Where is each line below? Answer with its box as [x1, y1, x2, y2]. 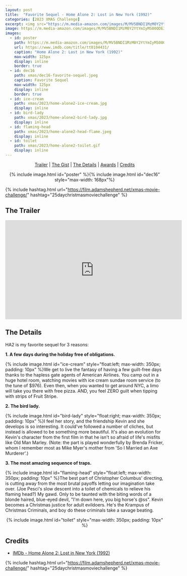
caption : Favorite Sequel [14, 78, 69, 83]
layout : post [5, 7, 33, 13]
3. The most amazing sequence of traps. [5, 460, 92, 466]
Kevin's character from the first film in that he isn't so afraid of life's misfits [5, 434, 160, 440]
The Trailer [5, 206, 40, 215]
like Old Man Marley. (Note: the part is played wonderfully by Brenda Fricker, [5, 439, 164, 446]
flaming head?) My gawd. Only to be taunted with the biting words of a [5, 491, 152, 497]
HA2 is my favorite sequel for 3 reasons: [5, 341, 89, 347]
